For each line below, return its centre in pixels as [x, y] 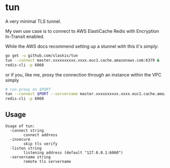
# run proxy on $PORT [28, 89]
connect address [40, 135]
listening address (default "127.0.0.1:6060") [73, 153]
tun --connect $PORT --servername [42, 94]
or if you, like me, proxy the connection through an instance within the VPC [83, 74]
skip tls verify [40, 144]
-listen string [26, 148]
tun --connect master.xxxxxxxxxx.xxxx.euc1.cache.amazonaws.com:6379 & [82, 60]
